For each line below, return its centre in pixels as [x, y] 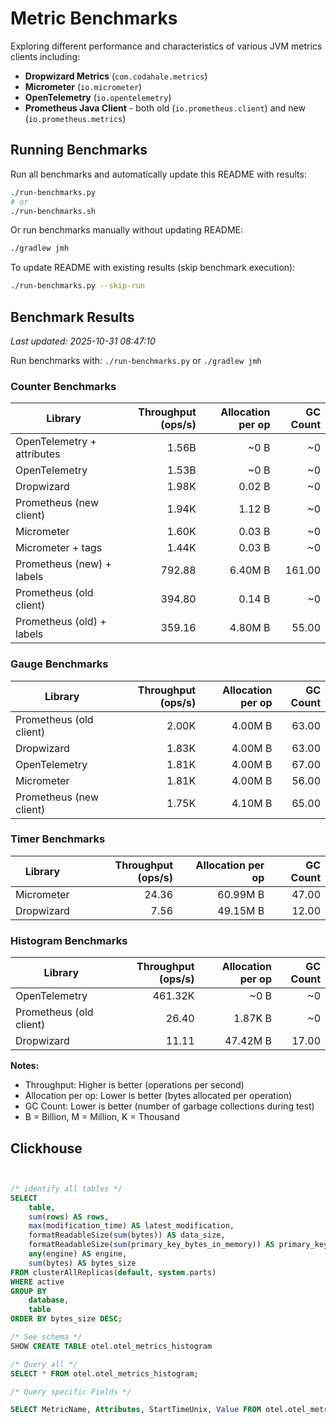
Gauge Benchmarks [59, 664]
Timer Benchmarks [58, 839]
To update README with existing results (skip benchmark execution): [153, 268]
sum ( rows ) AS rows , [69, 1217]
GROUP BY [28, 1291]
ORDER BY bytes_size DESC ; [66, 1319]
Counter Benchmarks [63, 386]
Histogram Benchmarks [69, 940]
